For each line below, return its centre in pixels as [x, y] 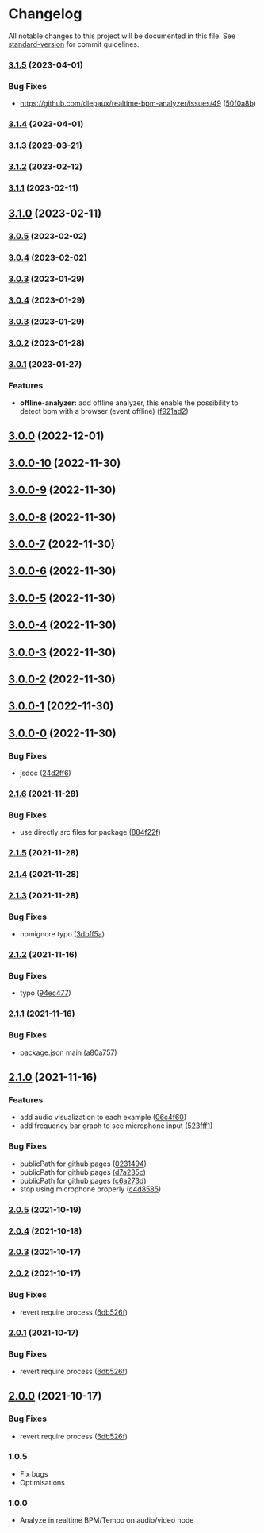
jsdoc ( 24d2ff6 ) [45, 773]
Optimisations [42, 1482]
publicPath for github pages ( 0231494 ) [83, 1164]
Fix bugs [34, 1473]
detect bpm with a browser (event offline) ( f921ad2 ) [104, 411]
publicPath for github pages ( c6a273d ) [83, 1180]
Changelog [45, 14]
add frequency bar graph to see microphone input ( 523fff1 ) [116, 1126]
